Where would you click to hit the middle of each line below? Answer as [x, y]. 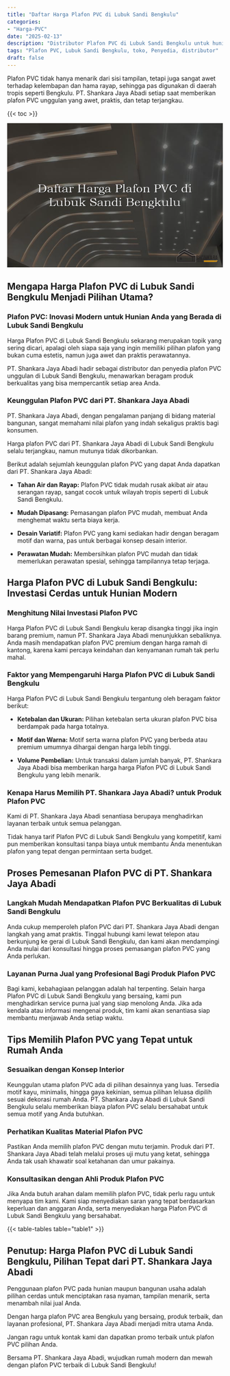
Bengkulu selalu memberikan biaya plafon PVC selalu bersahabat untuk [107, 1106]
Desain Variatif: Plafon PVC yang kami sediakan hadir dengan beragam [118, 533]
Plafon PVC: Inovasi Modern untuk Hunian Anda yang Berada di [114, 317]
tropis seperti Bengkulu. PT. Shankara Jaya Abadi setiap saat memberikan [112, 93]
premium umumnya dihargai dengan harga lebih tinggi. [94, 747]
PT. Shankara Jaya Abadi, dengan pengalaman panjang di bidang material [111, 415]
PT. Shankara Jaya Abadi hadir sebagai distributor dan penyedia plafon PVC [114, 368]
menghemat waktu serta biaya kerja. [68, 520]
